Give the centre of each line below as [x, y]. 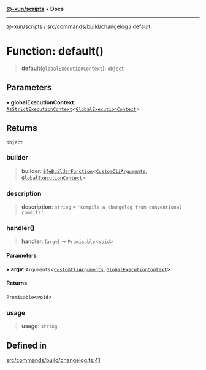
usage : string [39, 326]
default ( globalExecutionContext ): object [73, 68]
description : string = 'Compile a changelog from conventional [101, 207]
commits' [32, 213]
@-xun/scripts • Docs [35, 9]
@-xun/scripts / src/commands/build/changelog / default [78, 26]
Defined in [27, 345]
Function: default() [55, 51]
